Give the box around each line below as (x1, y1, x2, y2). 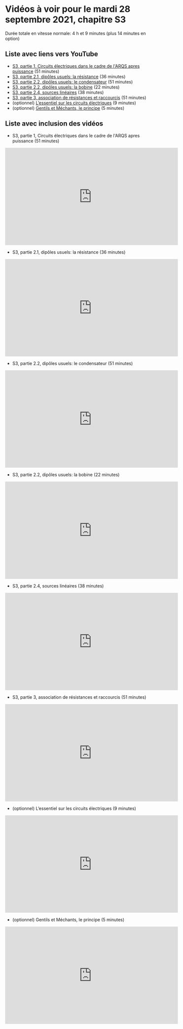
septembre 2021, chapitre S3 (5, 14, 126, 25)
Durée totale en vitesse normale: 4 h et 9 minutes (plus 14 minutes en (5, 30, 146, 36)
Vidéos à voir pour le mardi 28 (5, 3, 131, 15)
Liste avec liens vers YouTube (5, 50, 99, 58)
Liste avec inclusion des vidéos (5, 120, 104, 128)
